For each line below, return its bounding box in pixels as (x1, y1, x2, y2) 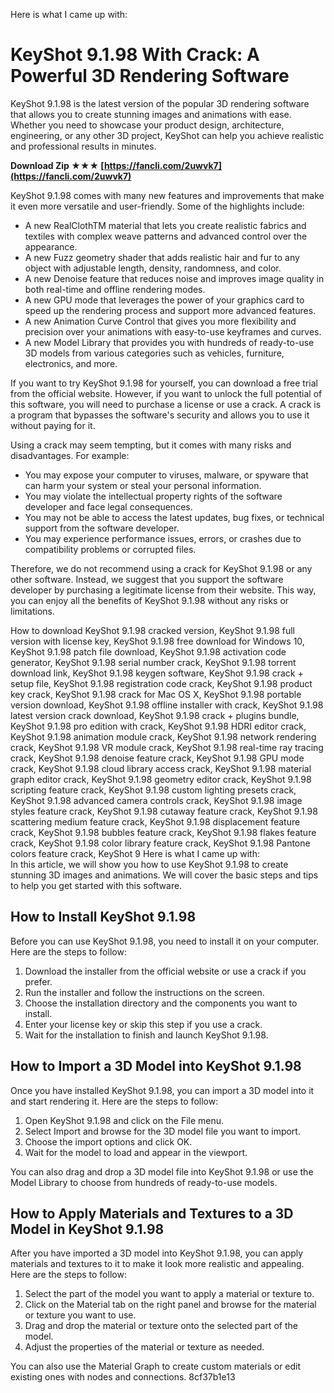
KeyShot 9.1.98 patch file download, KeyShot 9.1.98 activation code (10, 645, 287, 658)
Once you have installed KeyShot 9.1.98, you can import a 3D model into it (10, 1084, 315, 1096)
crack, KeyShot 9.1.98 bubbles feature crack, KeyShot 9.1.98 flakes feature (10, 826, 317, 838)
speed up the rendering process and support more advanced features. (24, 304, 317, 316)
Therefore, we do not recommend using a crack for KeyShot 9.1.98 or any (10, 562, 313, 574)
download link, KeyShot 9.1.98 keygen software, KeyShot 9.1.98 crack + (10, 667, 304, 679)
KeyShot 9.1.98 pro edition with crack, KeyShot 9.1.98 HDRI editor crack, (10, 720, 307, 732)
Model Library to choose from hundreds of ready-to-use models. (10, 1176, 278, 1188)
